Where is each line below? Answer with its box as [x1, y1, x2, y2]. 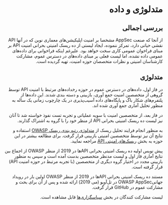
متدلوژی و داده [109, 4, 163, 15]
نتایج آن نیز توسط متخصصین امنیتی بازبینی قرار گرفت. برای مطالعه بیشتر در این [14, 132, 163, 139]
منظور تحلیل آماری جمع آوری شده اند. [92, 102, 163, 108]
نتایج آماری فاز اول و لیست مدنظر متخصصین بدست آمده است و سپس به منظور [14, 153, 163, 159]
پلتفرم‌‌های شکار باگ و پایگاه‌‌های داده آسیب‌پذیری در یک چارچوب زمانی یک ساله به [12, 97, 163, 103]
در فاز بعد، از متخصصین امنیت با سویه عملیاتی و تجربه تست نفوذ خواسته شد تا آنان [9, 112, 163, 118]
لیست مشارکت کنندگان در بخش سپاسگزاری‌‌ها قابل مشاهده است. [40, 194, 163, 200]
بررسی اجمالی [122, 24, 163, 32]
